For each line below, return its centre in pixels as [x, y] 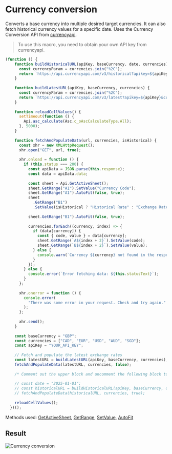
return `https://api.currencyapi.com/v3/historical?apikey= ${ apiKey [93, 74]
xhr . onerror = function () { [50, 293]
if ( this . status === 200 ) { [53, 164]
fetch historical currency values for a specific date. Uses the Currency [79, 29]
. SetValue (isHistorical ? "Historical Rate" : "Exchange [95, 207]
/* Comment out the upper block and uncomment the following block [88, 374]
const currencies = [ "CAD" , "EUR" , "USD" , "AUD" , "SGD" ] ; [78, 341]
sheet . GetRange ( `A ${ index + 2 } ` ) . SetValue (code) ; [91, 241]
